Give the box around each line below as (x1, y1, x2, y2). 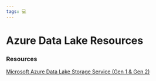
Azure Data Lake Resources (6, 33, 144, 47)
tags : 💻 (6, 8, 27, 15)
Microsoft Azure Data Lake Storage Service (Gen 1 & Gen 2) (6, 68, 150, 75)
